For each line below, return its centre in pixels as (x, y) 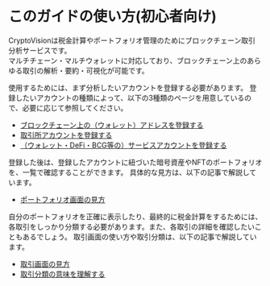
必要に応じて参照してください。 (75, 108)
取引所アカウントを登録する (66, 135)
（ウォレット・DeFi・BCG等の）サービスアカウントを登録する (123, 145)
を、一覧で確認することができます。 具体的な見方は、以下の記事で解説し (129, 172)
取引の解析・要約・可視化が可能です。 (85, 70)
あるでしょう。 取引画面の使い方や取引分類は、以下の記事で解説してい (139, 236)
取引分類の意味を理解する (62, 274)
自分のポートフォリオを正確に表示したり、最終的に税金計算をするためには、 (135, 216)
